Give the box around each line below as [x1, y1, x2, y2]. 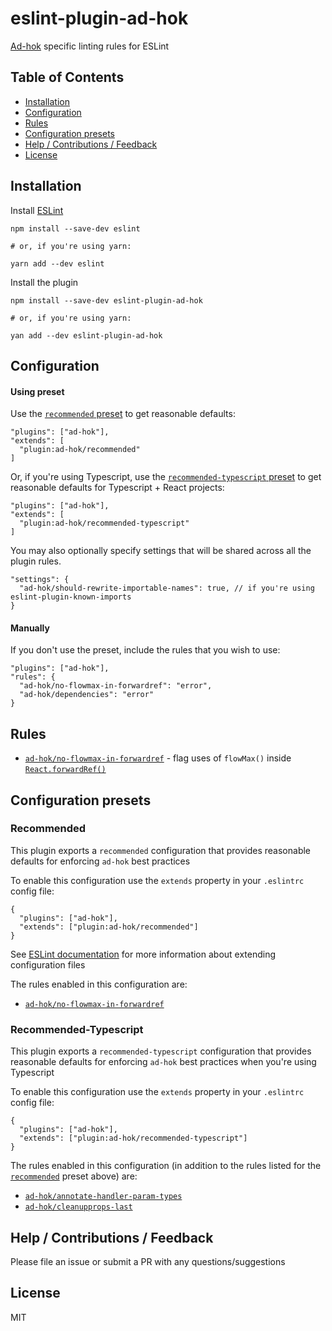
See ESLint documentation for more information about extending [10, 948, 277, 960]
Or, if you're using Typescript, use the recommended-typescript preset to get [10, 471, 322, 483]
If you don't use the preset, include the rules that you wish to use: [10, 644, 281, 656]
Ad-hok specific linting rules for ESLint [10, 40, 170, 52]
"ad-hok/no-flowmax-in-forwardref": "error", [19, 681, 213, 691]
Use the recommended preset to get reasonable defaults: [10, 408, 236, 420]
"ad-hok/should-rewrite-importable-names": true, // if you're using [19, 583, 315, 594]
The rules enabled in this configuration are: [10, 978, 188, 990]
